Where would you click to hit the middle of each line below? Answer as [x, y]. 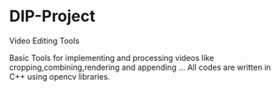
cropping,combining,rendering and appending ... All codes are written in [140, 67]
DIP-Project [52, 16]
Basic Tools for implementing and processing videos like [112, 57]
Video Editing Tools [44, 41]
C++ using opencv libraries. [60, 76]
